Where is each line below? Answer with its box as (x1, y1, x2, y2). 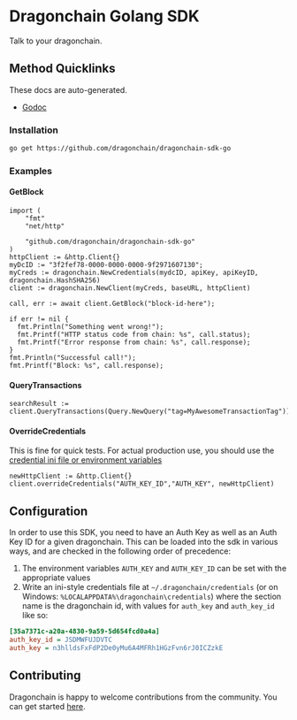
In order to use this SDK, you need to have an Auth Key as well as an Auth (9, 527, 278, 538)
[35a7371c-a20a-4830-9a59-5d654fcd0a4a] (9, 627, 161, 636)
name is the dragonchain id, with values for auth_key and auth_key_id (21, 601, 276, 611)
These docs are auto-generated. (9, 84, 128, 95)
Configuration (9, 503, 88, 518)
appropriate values (21, 572, 91, 583)
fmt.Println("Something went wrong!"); (17, 323, 164, 332)
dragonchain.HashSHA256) (9, 276, 101, 285)
